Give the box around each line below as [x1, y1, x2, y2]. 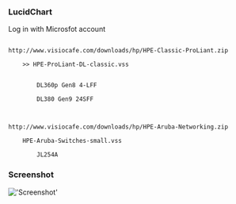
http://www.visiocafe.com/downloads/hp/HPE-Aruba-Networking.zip [8, 123, 228, 131]
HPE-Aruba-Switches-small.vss [22, 137, 123, 145]
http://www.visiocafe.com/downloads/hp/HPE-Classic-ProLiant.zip [8, 47, 228, 55]
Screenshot [8, 169, 54, 180]
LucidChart [8, 6, 53, 17]
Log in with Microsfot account [8, 25, 105, 34]
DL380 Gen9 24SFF [36, 95, 93, 103]
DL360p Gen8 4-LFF [36, 82, 97, 90]
